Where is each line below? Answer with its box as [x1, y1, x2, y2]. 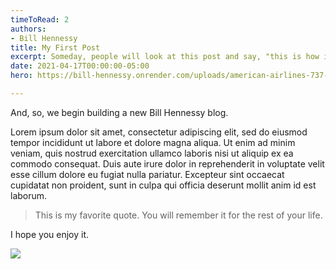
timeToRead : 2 [10, 14, 70, 25]
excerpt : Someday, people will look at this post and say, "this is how [10, 52, 320, 62]
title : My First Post [10, 42, 101, 53]
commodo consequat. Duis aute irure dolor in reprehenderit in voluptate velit [10, 157, 325, 170]
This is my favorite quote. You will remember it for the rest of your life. [34, 209, 323, 221]
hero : [10, 71, 33, 81]
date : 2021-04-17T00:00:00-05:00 [10, 61, 150, 71]
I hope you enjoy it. [10, 228, 90, 240]
